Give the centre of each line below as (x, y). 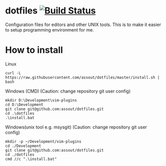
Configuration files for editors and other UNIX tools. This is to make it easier (83, 24)
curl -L (13, 73)
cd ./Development (23, 146)
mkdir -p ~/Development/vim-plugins (43, 141)
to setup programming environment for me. (49, 29)
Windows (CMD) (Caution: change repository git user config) (68, 91)
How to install (34, 50)
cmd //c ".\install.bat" (31, 159)
